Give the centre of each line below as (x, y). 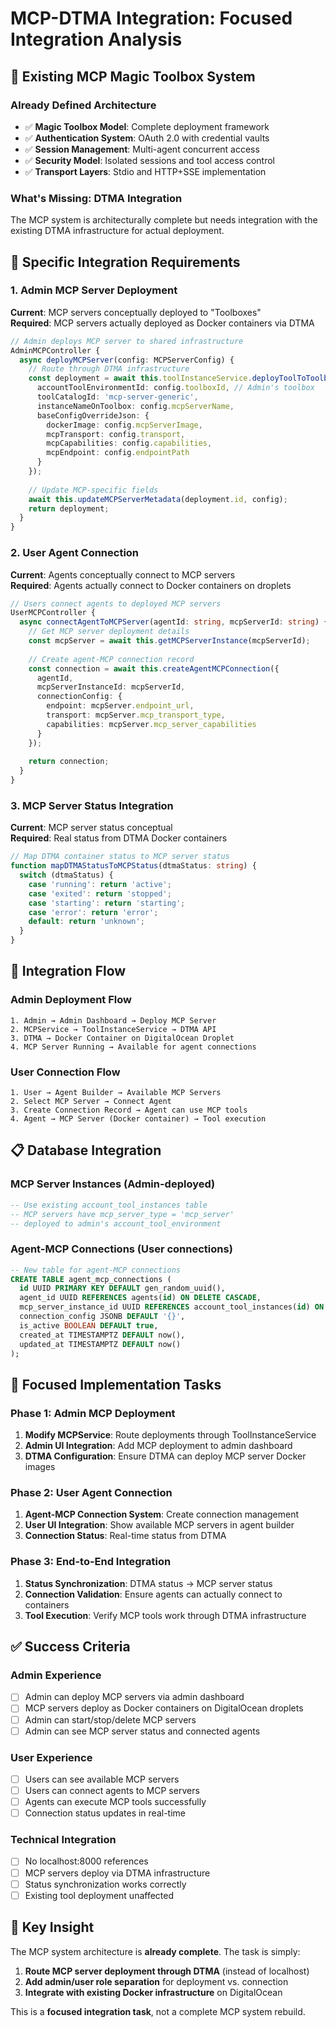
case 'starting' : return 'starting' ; (107, 903)
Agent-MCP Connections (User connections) (121, 1249)
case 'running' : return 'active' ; (100, 884)
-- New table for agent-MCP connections (96, 1270)
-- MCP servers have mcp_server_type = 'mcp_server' (122, 1214)
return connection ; (69, 762)
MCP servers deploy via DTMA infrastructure (117, 1873)
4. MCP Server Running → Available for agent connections (133, 1047)
